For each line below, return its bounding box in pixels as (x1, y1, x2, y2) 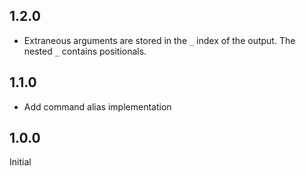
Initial (9, 156, 32, 168)
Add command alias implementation (23, 100, 172, 113)
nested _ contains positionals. (23, 45, 147, 57)
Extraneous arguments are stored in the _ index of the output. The (23, 34, 296, 46)
